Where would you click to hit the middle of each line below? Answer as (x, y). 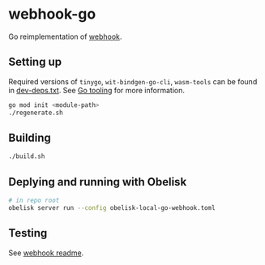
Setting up (35, 62)
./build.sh (27, 156)
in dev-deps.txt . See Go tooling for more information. (96, 90)
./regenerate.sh (36, 113)
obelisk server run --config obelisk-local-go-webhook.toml (112, 207)
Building (30, 137)
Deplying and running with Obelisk (98, 182)
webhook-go (52, 14)
